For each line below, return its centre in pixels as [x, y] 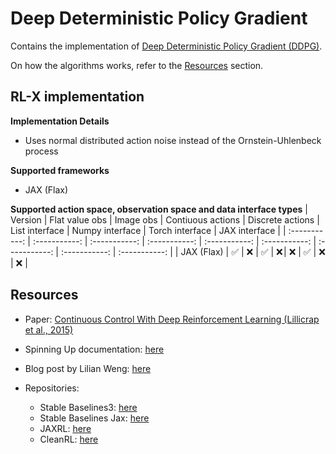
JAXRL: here [65, 428]
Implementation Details [60, 121]
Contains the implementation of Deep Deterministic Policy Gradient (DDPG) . [166, 46]
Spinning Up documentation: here [94, 349]
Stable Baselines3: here [88, 407]
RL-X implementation [77, 97]
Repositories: [52, 388]
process [41, 151]
